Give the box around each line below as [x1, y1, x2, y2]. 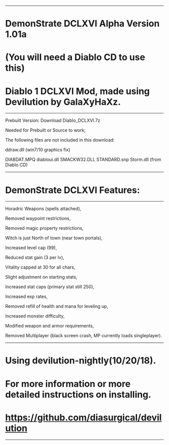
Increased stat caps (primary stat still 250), [5, 284, 95, 290]
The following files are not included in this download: [5, 137, 115, 143]
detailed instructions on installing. [5, 389, 151, 400]
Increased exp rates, [5, 293, 48, 300]
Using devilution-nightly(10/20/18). [5, 355, 156, 366]
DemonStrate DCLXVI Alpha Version [5, 18, 160, 29]
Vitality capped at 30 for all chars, [5, 264, 75, 270]
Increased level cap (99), [5, 245, 57, 251]
